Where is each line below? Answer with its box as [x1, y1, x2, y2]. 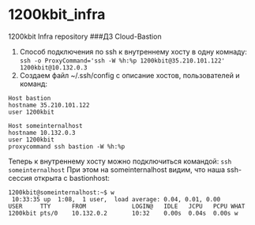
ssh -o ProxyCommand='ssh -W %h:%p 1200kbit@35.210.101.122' [19, 57, 226, 65]
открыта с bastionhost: [34, 173, 111, 182]
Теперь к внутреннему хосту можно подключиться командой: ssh [8, 156, 232, 166]
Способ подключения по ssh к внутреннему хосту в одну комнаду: [19, 47, 247, 56]
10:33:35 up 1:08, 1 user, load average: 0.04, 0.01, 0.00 [11, 195, 221, 203]
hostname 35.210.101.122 [8, 101, 90, 109]
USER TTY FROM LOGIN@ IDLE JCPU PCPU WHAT [8, 202, 246, 210]
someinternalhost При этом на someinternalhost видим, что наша [8, 164, 226, 174]
